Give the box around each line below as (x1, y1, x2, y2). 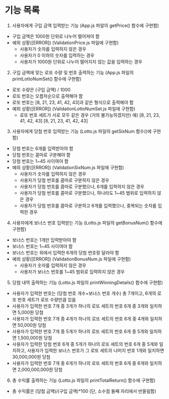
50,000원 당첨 (17, 322, 47, 328)
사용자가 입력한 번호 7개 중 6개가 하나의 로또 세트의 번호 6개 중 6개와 (12, 360, 149, 366)
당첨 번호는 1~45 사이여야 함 (12, 158, 69, 164)
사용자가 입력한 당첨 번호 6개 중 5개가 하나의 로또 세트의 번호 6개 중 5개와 (12, 341, 158, 347)
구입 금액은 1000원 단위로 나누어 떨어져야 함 (12, 33, 100, 39)
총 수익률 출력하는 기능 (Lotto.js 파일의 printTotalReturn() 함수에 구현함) (12, 377, 156, 383)
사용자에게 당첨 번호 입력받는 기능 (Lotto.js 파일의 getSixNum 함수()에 (12, 128, 152, 134)
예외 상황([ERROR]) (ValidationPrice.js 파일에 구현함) (12, 39, 119, 46)
